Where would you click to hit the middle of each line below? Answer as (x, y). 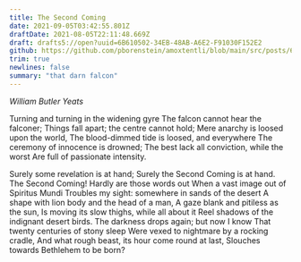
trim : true (30, 59)
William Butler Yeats (46, 101)
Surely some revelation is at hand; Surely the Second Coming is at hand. (142, 173)
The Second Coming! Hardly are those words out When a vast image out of (148, 183)
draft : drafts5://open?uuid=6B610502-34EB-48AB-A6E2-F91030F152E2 (136, 42)
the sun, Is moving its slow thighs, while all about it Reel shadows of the (142, 212)
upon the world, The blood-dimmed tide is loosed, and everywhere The (141, 137)
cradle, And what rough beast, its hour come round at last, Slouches (135, 240)
